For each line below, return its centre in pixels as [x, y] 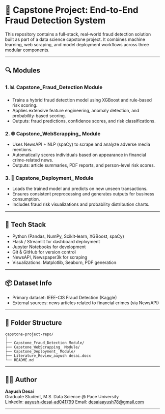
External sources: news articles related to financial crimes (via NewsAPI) [85, 303]
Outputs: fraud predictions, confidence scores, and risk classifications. [84, 121]
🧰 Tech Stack [26, 224]
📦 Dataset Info [29, 283]
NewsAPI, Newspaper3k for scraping [50, 257]
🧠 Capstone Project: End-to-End [72, 10]
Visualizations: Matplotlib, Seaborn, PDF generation [64, 262]
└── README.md [20, 360]
